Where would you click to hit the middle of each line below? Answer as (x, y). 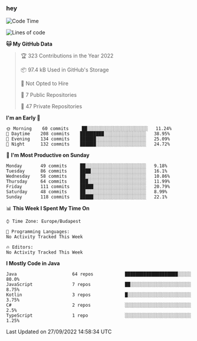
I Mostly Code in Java (33, 264)
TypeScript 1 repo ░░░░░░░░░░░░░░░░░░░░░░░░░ (99, 316)
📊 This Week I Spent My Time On (48, 209)
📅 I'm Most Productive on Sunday (48, 155)
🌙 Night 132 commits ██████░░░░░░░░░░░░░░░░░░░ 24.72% (88, 144)
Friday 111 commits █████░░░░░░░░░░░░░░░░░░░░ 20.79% (88, 187)
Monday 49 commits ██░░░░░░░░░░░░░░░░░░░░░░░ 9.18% (87, 166)
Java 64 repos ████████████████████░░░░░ (99, 274)
